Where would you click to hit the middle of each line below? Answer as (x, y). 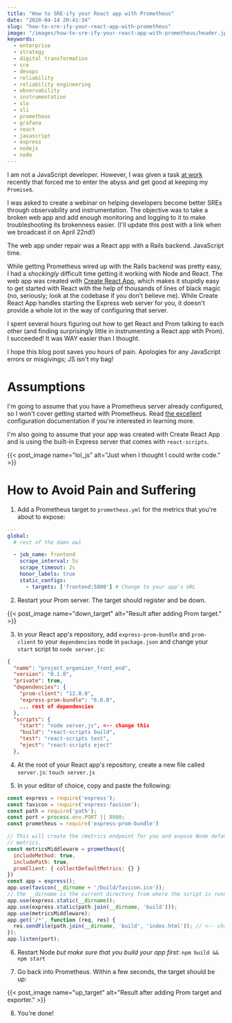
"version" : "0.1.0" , (43, 675)
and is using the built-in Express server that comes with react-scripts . (108, 441)
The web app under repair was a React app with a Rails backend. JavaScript (116, 245)
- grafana (27, 123)
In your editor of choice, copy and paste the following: (94, 785)
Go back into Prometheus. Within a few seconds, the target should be (116, 972)
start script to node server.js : (61, 649)
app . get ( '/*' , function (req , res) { (61, 920)
